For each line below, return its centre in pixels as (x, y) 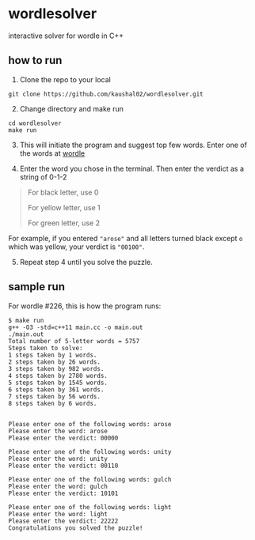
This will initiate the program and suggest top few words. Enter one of (133, 145)
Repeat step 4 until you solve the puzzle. (86, 262)
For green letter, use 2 (64, 223)
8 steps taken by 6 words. (53, 403)
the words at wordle (52, 153)
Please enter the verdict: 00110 (63, 466)
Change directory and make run (72, 108)
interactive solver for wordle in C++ (66, 36)
